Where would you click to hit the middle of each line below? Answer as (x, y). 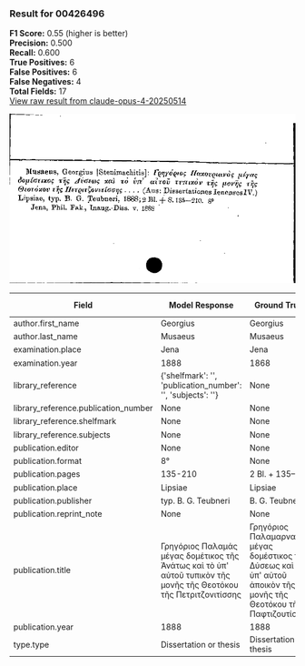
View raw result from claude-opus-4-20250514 (98, 101)
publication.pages (47, 474)
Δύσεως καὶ (271, 565)
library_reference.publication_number (83, 409)
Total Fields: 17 (38, 91)
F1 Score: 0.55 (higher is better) (69, 34)
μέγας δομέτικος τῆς (200, 555)
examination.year (45, 363)
